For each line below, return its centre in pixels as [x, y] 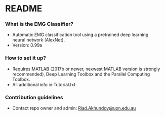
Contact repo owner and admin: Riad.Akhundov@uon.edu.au [74, 108]
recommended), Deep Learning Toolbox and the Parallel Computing [81, 74]
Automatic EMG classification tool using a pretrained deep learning [80, 35]
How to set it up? [26, 58]
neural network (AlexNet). [39, 40]
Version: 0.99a [27, 45]
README [24, 9]
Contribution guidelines [34, 97]
